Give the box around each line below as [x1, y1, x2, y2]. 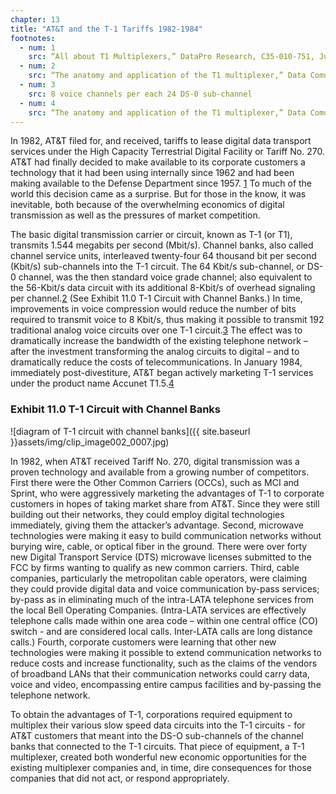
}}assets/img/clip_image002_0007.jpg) [10, 436, 170, 448]
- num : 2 [19, 61, 56, 71]
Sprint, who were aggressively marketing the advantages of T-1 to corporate [10, 487, 325, 499]
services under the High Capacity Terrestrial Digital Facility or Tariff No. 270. [10, 146, 325, 158]
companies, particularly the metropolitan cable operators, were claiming [10, 572, 308, 584]
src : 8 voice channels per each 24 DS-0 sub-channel [28, 89, 253, 99]
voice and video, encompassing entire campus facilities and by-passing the [10, 678, 322, 690]
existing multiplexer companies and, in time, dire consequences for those [10, 761, 312, 773]
